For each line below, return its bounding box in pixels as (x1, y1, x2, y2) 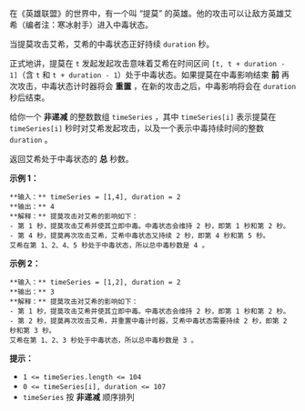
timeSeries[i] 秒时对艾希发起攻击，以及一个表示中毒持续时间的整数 (9, 123, 265, 134)
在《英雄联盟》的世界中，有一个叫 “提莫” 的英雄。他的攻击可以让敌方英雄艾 (9, 8, 293, 18)
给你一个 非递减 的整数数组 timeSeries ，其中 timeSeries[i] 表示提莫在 (9, 112, 277, 122)
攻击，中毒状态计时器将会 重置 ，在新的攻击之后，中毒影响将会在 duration (16, 81, 297, 91)
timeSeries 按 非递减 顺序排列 (22, 392, 135, 402)
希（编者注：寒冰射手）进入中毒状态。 (9, 19, 153, 30)
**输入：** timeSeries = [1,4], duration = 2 (9, 193, 181, 202)
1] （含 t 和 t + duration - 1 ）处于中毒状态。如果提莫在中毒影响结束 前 (9, 69, 280, 80)
